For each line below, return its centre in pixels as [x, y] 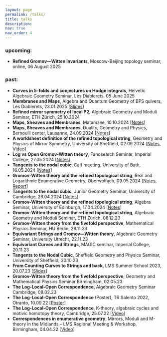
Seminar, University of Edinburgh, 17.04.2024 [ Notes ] [67, 207]
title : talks [19, 19]
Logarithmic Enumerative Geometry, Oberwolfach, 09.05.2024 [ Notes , [84, 181]
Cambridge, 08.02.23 [34, 292]
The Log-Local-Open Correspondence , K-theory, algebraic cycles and [85, 308]
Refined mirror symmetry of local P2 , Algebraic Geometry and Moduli [84, 112]
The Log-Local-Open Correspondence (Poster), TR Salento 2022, [81, 297]
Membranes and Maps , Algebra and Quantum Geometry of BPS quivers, [87, 101]
